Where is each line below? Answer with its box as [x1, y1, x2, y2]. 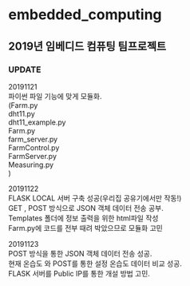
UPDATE [8, 64, 42, 75]
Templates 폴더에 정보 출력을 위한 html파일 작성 [8, 213, 159, 223]
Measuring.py [8, 160, 54, 169]
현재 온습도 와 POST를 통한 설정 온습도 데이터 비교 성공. [8, 258, 182, 268]
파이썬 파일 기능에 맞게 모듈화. [8, 91, 102, 101]
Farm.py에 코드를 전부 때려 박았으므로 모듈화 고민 [8, 223, 164, 232]
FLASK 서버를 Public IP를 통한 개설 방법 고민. [8, 268, 150, 278]
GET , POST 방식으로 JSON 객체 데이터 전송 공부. [8, 203, 164, 213]
